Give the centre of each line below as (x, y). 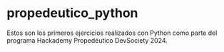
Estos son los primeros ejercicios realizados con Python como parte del (112, 33)
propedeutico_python (72, 13)
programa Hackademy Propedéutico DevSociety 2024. (87, 40)
